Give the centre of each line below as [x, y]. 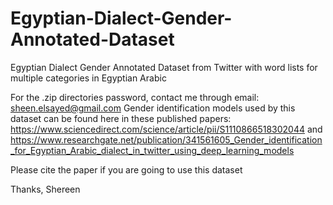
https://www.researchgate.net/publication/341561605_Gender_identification [166, 139]
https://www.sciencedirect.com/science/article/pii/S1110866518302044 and [166, 129]
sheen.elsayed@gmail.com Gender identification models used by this [153, 108]
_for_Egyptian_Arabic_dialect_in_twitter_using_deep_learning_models [152, 150]
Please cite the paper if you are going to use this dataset [126, 169]
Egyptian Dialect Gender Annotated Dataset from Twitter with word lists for [164, 67]
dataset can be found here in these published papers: [121, 118]
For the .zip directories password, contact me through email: [135, 97]
